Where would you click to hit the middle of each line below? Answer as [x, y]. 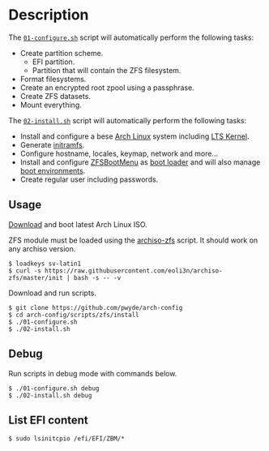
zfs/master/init [36, 277]
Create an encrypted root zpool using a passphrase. [107, 88]
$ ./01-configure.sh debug [54, 388]
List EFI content [49, 420]
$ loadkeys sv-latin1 [45, 264]
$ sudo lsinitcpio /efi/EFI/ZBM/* [67, 439]
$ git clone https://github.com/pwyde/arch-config [96, 307]
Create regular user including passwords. [89, 179]
